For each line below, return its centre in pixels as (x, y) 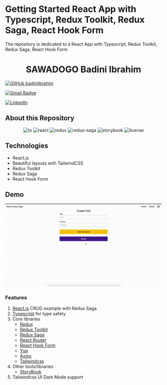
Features (16, 297)
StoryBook (31, 372)
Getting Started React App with (71, 9)
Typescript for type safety (39, 314)
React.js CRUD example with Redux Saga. (55, 308)
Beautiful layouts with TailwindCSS (48, 163)
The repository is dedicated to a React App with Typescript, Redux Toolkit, (81, 44)
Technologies (27, 146)
